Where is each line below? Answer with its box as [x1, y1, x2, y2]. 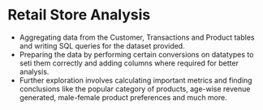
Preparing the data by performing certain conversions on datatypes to [19, 49, 254, 59]
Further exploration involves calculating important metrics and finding [19, 75, 252, 85]
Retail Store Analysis [7, 6, 151, 24]
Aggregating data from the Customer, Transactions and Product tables [19, 32, 255, 42]
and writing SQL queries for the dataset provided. [19, 40, 185, 50]
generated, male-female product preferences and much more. [19, 92, 228, 102]
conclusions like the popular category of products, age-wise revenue [19, 83, 251, 94]
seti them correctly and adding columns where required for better [19, 58, 239, 68]
